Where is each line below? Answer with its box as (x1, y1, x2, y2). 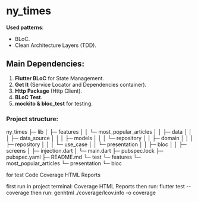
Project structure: (6, 115, 58, 123)
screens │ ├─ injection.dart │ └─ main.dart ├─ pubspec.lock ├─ (6, 147, 164, 154)
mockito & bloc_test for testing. (14, 100, 93, 107)
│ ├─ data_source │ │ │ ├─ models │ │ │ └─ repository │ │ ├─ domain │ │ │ (6, 135, 194, 142)
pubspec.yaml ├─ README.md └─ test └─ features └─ (6, 153, 141, 161)
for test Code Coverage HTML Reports (6, 171, 101, 179)
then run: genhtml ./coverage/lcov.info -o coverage (30, 189, 156, 197)
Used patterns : (6, 24, 44, 31)
